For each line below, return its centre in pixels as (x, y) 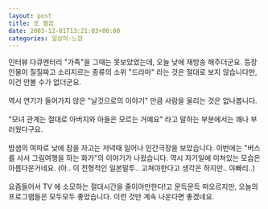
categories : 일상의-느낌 (45, 38)
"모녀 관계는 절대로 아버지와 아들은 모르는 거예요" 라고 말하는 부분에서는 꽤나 (129, 119)
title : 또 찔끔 (31, 23)
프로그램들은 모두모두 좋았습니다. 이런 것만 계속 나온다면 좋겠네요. (111, 197)
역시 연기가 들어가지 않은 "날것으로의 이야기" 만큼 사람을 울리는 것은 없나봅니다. (133, 100)
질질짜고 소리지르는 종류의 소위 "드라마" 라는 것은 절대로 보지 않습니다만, (143, 72)
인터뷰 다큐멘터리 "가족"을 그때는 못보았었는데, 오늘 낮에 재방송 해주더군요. (126, 62)
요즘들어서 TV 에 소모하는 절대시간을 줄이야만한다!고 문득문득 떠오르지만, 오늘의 (134, 186)
